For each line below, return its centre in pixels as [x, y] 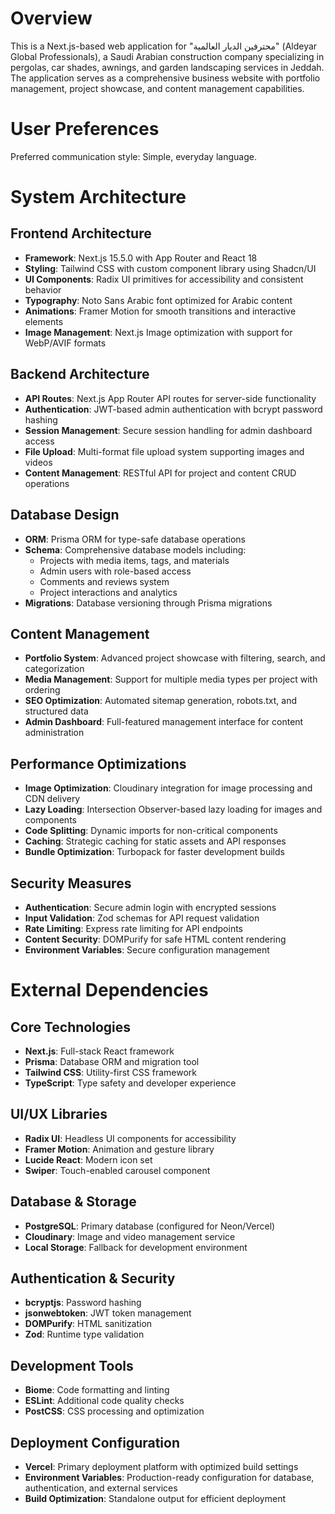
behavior [43, 289]
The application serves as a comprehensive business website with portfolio [165, 78]
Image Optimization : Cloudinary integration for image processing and [168, 788]
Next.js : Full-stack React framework [99, 1051]
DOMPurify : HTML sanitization [88, 1324]
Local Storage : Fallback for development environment [136, 1247]
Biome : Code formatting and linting [97, 1390]
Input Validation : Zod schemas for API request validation [142, 918]
